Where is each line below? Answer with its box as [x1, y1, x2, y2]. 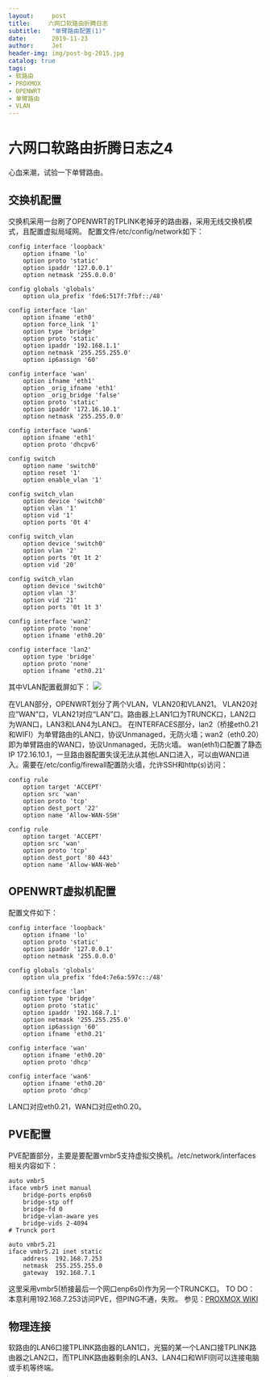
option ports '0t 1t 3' [23, 603, 103, 611]
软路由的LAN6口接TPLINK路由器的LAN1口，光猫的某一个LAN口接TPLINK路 [8, 1343, 256, 1353]
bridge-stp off [23, 1197, 74, 1206]
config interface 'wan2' [8, 617, 92, 625]
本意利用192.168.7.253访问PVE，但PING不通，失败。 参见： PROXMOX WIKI [8, 1294, 259, 1303]
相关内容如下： [8, 1160, 58, 1170]
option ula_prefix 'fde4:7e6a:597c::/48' [23, 973, 164, 982]
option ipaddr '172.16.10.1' [23, 405, 121, 413]
